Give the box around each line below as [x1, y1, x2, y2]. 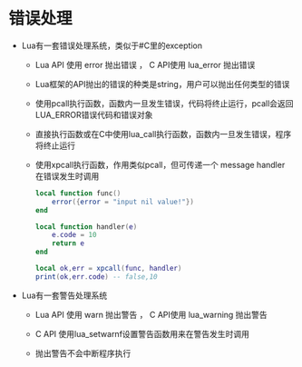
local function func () [34, 188, 122, 198]
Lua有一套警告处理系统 [21, 290, 108, 301]
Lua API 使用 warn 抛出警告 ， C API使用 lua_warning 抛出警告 [34, 309, 268, 320]
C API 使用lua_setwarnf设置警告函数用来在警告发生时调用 [34, 328, 250, 339]
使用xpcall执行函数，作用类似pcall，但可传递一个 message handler [34, 159, 286, 170]
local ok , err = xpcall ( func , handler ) [34, 264, 182, 273]
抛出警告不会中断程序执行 [34, 347, 132, 359]
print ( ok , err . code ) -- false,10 [34, 272, 158, 282]
